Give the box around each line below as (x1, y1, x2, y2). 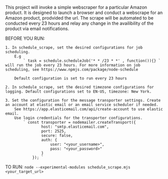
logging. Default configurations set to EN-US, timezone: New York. (5, 89, 152, 94)
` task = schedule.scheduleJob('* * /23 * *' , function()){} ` (23, 58, 161, 63)
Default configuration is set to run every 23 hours (14, 76, 127, 81)
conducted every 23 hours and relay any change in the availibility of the (5, 20, 154, 26)
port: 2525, (41, 129, 66, 134)
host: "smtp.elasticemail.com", (41, 124, 109, 129)
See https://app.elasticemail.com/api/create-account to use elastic (14, 107, 163, 112)
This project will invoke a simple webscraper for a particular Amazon (5, 5, 147, 10)
